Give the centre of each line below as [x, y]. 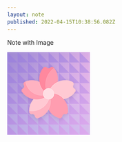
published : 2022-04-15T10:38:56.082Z [61, 22]
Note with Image [30, 42]
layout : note [26, 14]
